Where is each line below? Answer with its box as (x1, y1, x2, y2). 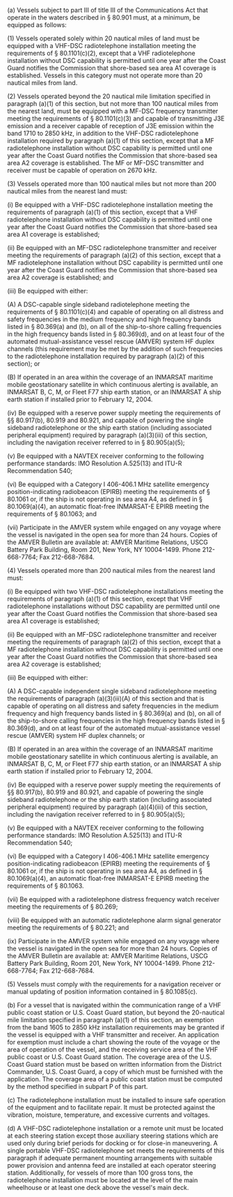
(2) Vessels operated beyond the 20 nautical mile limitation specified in (7, 92, 211, 100)
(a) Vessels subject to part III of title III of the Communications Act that (7, 6, 209, 14)
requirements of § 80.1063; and (7, 510, 97, 518)
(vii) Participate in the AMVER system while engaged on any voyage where (7, 523, 221, 532)
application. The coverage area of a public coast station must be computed (7, 1075, 223, 1083)
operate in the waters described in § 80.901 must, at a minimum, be (7, 13, 200, 22)
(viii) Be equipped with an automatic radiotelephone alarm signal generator (7, 916, 221, 924)
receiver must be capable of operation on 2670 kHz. (7, 167, 157, 174)
